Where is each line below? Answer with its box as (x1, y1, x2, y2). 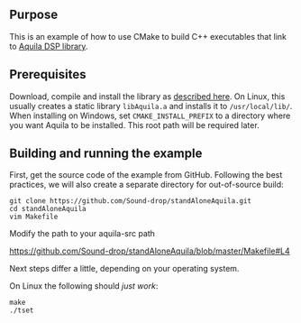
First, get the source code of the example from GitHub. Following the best (9, 170, 283, 180)
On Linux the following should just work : (9, 281, 159, 291)
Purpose (9, 7, 59, 23)
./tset (9, 306, 34, 315)
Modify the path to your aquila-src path (9, 228, 156, 239)
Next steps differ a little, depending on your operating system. (9, 263, 240, 274)
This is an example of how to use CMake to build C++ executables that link (9, 31, 287, 42)
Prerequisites (9, 67, 87, 82)
